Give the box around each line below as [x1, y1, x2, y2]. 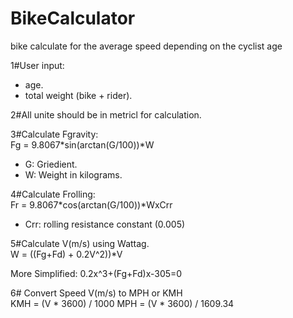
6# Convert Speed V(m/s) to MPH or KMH [10, 287, 183, 299]
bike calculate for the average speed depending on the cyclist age [10, 40, 283, 52]
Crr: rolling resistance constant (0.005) [24, 218, 186, 230]
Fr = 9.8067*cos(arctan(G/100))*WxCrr [10, 198, 173, 211]
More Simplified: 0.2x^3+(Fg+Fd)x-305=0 [10, 267, 183, 279]
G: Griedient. [24, 158, 78, 170]
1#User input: [10, 59, 65, 71]
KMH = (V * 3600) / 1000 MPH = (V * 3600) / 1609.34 [10, 297, 235, 309]
